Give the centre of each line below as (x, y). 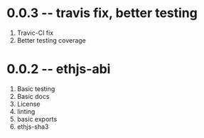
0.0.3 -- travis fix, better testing (102, 13)
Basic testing (36, 89)
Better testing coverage (52, 40)
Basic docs (33, 96)
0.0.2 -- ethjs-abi (59, 69)
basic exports (37, 119)
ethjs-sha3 (33, 127)
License (28, 104)
